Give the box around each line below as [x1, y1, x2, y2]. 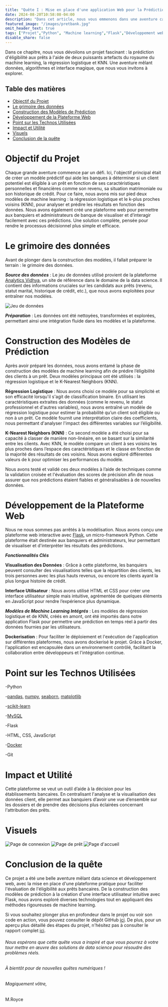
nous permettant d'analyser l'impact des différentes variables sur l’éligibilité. [5, 420, 162, 426]
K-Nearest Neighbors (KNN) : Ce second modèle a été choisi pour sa [5, 430, 149, 436]
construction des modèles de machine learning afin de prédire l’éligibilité [5, 368, 155, 374]
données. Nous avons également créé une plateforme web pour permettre [5, 206, 158, 213]
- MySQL [5, 713, 22, 719]
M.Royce [5, 996, 23, 1002]
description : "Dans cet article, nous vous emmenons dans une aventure [5, 17, 157, 22]
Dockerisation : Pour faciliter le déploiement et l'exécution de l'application [5, 634, 158, 640]
